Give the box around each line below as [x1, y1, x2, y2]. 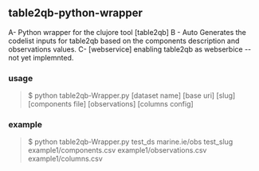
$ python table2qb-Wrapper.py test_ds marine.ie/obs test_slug [27, 137, 233, 146]
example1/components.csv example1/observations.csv [27, 146, 207, 155]
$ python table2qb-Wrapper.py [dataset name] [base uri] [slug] [27, 91, 236, 100]
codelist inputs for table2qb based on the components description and [8, 36, 240, 45]
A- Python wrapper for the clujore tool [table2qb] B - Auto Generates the [8, 27, 247, 37]
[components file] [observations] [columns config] [27, 99, 194, 109]
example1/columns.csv [27, 154, 104, 164]
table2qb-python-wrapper [8, 6, 143, 20]
